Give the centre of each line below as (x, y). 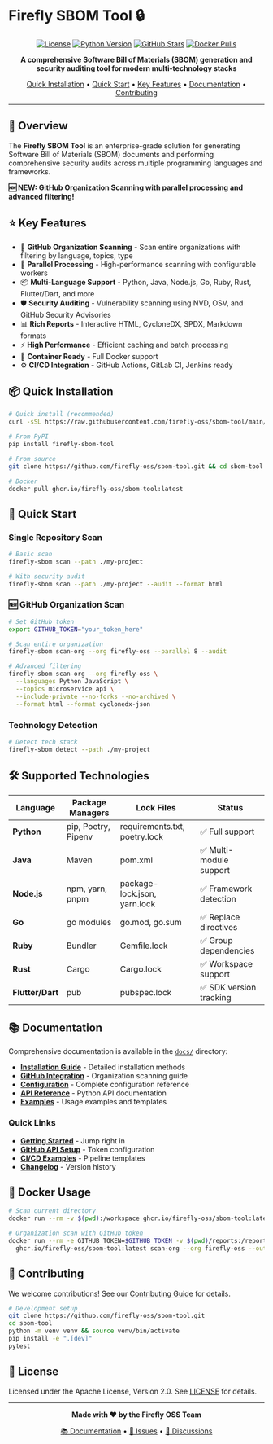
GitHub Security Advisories (65, 314)
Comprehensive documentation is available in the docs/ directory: (118, 1051)
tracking (216, 998)
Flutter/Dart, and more (57, 293)
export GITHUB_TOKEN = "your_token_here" (76, 629)
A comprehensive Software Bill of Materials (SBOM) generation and (136, 59)
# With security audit (47, 576)
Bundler (81, 946)
